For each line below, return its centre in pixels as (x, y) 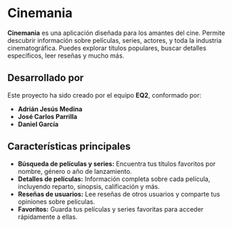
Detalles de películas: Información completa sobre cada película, (114, 179)
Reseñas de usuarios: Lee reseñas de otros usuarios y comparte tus (119, 194)
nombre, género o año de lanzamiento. (75, 171)
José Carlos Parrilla (47, 116)
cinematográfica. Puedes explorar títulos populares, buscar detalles (107, 48)
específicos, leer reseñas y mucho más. (66, 56)
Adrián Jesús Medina (50, 109)
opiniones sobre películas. (56, 202)
